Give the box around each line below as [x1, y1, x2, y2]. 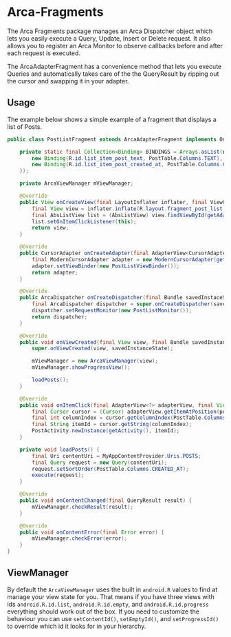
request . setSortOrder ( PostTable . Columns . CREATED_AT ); [32, 465, 189, 472]
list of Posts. [7, 122, 43, 131]
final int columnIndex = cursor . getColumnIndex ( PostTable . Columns [32, 414, 226, 421]
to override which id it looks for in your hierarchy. [7, 622, 146, 630]
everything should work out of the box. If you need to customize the [7, 607, 199, 616]
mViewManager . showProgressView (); [32, 364, 131, 371]
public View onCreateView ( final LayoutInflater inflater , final [19, 199, 208, 205]
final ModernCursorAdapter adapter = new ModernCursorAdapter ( [32, 256, 217, 263]
